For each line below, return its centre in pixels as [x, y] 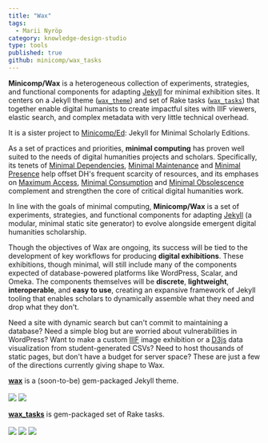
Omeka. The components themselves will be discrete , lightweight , [119, 281]
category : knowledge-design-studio [68, 38]
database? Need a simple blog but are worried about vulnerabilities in [123, 331]
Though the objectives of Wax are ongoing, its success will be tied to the [128, 247]
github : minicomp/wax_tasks [55, 61]
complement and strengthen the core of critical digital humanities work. [126, 191]
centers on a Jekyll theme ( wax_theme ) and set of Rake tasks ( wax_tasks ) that [134, 100]
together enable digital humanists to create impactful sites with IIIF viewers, [133, 108]
